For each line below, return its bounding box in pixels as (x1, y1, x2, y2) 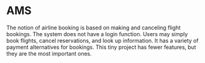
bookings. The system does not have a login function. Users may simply (6, 30, 188, 37)
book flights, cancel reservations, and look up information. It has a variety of (6, 37, 199, 44)
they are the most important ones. (6, 50, 92, 57)
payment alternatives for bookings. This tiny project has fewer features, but (6, 43, 196, 51)
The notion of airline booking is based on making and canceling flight (6, 24, 181, 31)
